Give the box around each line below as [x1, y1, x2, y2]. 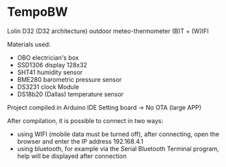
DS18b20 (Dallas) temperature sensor [16, 90, 124, 98]
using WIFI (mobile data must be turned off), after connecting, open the [16, 130, 220, 138]
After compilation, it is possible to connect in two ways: [7, 116, 163, 124]
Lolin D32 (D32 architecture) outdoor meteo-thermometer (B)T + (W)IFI [7, 27, 210, 35]
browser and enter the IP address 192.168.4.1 [16, 137, 144, 145]
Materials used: [7, 40, 51, 48]
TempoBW [7, 4, 69, 20]
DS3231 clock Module [16, 82, 80, 91]
